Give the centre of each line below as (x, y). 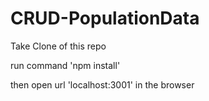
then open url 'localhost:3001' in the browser (102, 84)
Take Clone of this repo (58, 46)
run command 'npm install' (65, 65)
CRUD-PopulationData (105, 18)
